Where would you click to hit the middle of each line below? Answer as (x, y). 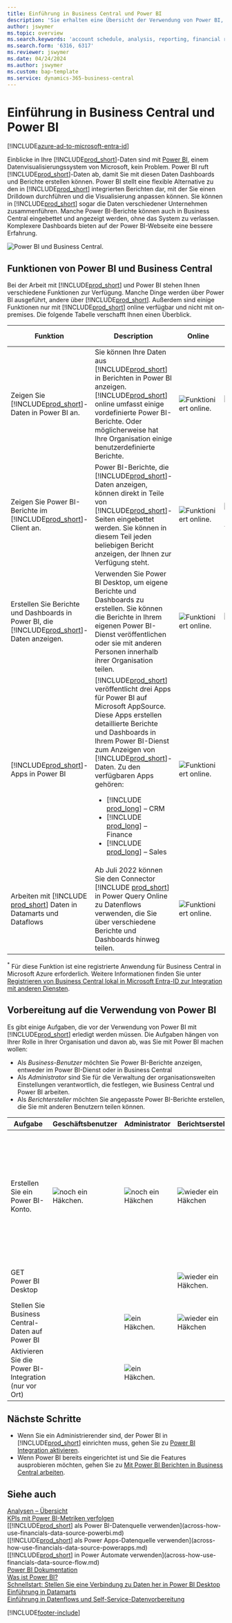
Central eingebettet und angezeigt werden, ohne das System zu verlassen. (113, 218)
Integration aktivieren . (48, 1450)
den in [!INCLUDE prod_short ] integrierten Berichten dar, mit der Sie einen (112, 189)
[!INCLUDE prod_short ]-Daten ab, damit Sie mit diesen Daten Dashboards (111, 175)
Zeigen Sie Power (39, 502)
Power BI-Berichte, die (132, 467)
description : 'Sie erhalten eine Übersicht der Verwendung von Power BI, (116, 20)
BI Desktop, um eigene (131, 583)
